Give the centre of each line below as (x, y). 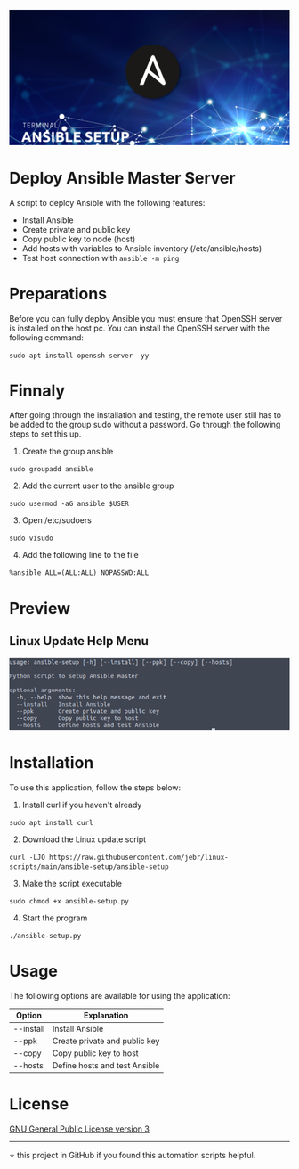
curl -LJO (28, 858)
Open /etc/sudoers (57, 520)
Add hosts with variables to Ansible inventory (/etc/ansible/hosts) (142, 248)
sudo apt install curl (51, 823)
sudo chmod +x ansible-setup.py (69, 902)
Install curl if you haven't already (82, 805)
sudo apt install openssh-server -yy (79, 356)
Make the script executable (72, 884)
